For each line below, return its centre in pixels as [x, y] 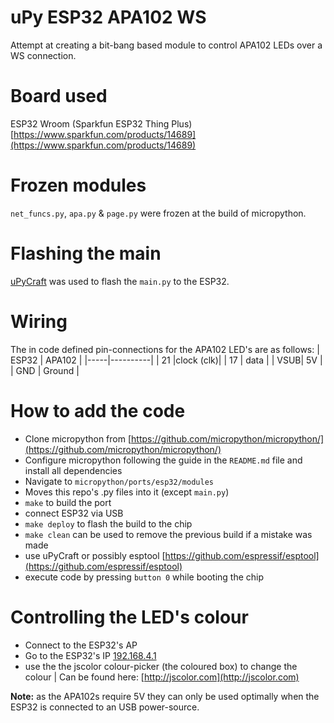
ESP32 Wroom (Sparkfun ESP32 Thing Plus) [101, 123]
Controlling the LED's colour [129, 617]
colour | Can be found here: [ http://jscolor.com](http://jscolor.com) [162, 677]
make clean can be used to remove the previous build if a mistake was [168, 534]
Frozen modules [78, 185]
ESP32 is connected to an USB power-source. [105, 707]
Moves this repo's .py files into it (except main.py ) [127, 492]
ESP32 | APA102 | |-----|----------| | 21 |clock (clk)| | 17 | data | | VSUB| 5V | [166, 360]
